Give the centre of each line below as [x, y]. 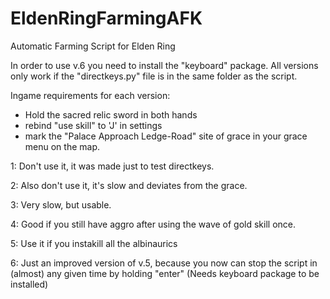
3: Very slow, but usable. [61, 204]
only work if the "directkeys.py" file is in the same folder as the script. [154, 76]
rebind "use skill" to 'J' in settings [93, 125]
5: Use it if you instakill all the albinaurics [94, 243]
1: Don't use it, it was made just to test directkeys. [112, 166]
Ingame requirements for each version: [90, 95]
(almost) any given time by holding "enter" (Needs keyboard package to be [165, 273]
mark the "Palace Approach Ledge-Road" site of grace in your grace [166, 136]
